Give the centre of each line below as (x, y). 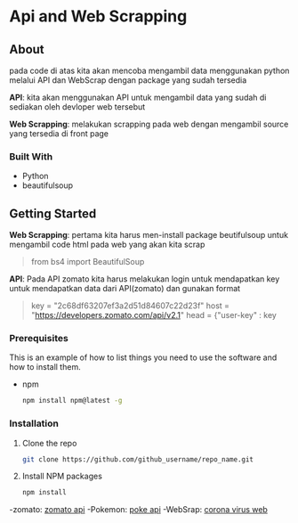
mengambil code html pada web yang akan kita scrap (107, 245)
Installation (34, 423)
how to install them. (45, 367)
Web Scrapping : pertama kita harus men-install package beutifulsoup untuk (149, 235)
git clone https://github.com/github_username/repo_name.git (138, 459)
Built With (31, 156)
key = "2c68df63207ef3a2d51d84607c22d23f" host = (130, 306)
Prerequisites (39, 339)
